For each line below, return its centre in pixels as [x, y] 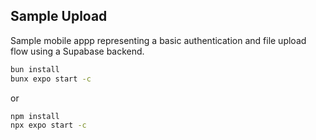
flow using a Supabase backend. [77, 51]
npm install [35, 116]
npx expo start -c [48, 125]
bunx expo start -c [51, 79]
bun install [35, 69]
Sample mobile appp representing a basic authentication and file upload [158, 40]
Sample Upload [59, 16]
